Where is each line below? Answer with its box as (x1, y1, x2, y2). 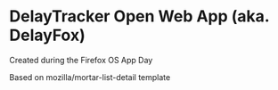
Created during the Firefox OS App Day (9, 54, 153, 65)
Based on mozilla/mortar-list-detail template (9, 71, 171, 82)
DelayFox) (9, 25, 86, 45)
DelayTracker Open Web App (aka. (9, 6, 270, 27)
